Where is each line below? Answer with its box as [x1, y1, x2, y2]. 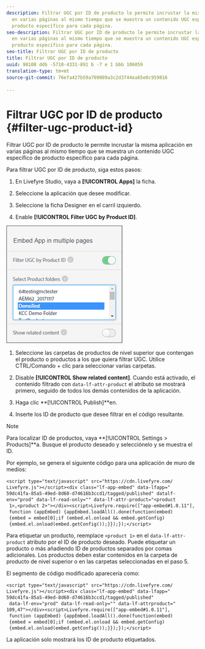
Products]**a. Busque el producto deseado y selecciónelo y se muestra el [6, 441, 193, 448]
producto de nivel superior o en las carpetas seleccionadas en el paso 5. [6, 558, 189, 565]
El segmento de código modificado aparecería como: [6, 569, 140, 577]
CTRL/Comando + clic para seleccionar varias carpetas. [15, 362, 157, 369]
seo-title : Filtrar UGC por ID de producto [6, 49, 119, 55]
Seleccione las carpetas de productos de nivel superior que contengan [15, 349, 194, 357]
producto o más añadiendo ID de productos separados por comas [6, 545, 172, 552]
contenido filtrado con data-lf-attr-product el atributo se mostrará [15, 380, 185, 388]
